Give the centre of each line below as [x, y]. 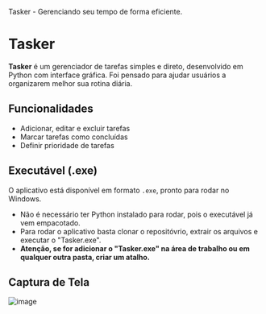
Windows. [25, 198]
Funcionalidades [51, 109]
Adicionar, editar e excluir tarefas [75, 128]
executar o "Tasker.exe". [60, 240]
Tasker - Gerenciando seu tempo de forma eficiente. [96, 12]
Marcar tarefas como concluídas [74, 137]
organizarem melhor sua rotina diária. [71, 83]
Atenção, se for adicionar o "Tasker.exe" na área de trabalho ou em [135, 248]
